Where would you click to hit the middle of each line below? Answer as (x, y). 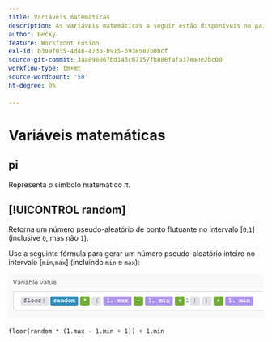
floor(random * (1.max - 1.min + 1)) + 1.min (86, 331)
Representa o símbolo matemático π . (70, 184)
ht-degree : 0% (32, 85)
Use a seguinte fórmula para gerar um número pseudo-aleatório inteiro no (132, 254)
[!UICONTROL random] (67, 209)
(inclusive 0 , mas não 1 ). (49, 238)
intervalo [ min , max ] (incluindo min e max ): (74, 263)
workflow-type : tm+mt (45, 69)
